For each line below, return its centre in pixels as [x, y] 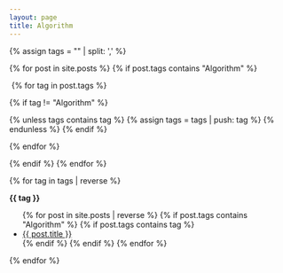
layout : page [33, 17]
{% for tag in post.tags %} [59, 85]
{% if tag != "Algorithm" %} [59, 102]
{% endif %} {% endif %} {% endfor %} [94, 243]
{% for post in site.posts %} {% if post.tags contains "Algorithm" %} [133, 68]
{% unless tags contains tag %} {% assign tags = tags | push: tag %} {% [142, 120]
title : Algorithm [41, 26]
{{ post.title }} [47, 234]
